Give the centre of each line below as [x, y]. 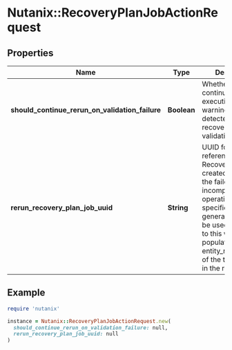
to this [212, 233]
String [178, 208]
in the [211, 268]
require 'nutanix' [33, 308]
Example [26, 293]
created [214, 173]
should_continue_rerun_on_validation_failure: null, [91, 328]
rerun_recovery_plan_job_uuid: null [66, 334]
